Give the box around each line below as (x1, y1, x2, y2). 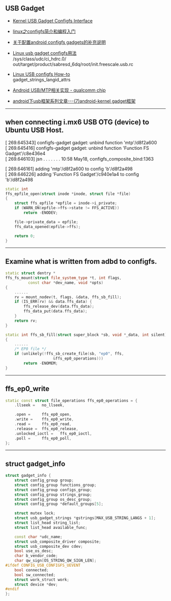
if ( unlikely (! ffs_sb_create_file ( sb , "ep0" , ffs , (14, 351, 124, 357)
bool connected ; (14, 567, 49, 572)
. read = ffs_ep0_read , (14, 421, 72, 427)
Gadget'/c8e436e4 (5, 150, 46, 157)
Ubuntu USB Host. (5, 126, 64, 135)
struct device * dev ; (14, 582, 58, 587)
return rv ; (14, 318, 38, 323)
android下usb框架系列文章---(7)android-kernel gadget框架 (12, 98, 136, 104)
